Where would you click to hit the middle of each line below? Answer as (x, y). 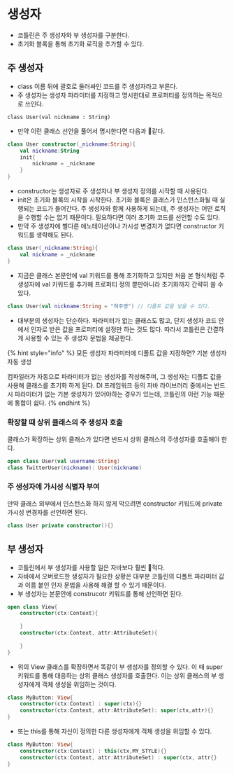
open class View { (32, 607)
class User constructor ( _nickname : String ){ (72, 144)
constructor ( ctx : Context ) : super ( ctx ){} (81, 704)
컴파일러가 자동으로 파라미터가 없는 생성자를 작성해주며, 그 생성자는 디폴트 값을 (115, 376)
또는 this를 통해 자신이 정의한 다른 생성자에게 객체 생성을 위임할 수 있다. (115, 731)
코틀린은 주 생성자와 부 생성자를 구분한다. (73, 35)
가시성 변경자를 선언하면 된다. (47, 512)
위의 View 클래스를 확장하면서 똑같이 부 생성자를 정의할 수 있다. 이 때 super (120, 667)
